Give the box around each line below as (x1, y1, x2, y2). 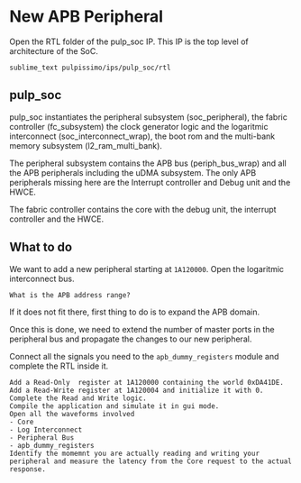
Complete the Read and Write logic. (9, 394, 147, 403)
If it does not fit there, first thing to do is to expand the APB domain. (9, 306, 260, 317)
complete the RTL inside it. (9, 360, 109, 371)
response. (9, 464, 47, 474)
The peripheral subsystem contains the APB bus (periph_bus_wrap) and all (9, 158, 287, 169)
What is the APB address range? (9, 290, 131, 299)
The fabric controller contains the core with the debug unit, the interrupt (9, 204, 277, 214)
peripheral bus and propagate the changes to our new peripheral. (9, 333, 252, 344)
